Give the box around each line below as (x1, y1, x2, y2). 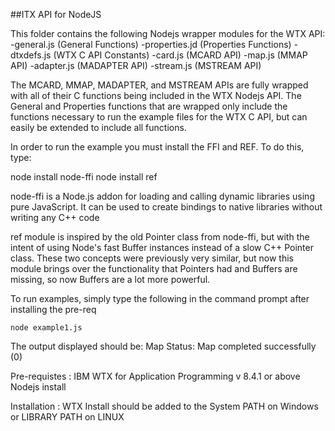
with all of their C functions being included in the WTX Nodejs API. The (10, 90, 302, 101)
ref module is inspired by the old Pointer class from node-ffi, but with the (10, 231, 310, 243)
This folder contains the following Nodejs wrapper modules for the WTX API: (10, 28, 326, 39)
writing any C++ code (10, 212, 100, 223)
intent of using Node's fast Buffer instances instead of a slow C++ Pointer (10, 242, 314, 253)
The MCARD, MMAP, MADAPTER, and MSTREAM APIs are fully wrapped (10, 79, 309, 91)
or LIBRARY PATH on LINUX (10, 411, 125, 423)
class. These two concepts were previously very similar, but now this (10, 252, 294, 264)
